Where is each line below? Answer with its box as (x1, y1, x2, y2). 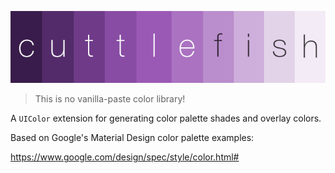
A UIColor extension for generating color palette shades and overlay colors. (10, 112, 322, 125)
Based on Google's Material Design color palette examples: (10, 132, 255, 144)
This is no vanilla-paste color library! (34, 93, 186, 105)
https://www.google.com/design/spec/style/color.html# (10, 151, 240, 163)
